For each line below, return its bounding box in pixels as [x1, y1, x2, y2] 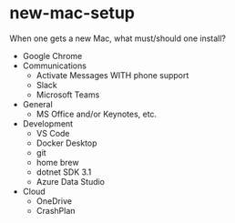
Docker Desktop [36, 137, 97, 148]
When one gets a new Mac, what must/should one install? [9, 33, 226, 44]
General [22, 98, 53, 109]
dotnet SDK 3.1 [36, 167, 92, 177]
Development [22, 117, 74, 129]
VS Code [36, 127, 70, 138]
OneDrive [36, 195, 73, 207]
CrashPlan [36, 205, 76, 216]
